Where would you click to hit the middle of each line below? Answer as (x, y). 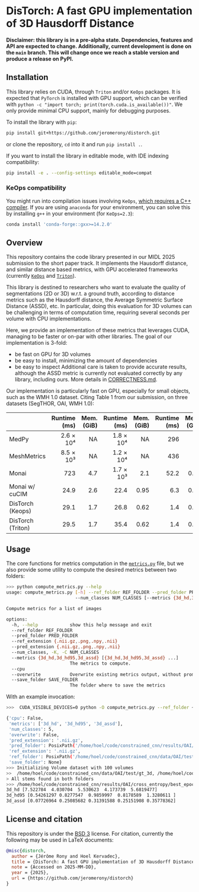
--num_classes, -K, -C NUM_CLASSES (55, 653)
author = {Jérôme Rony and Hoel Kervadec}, (66, 856)
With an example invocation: (41, 697)
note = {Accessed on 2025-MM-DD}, (54, 867)
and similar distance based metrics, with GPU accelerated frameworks (92, 269)
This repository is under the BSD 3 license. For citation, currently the (90, 833)
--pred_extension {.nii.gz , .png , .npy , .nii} (66, 647)
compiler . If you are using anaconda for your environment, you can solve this (98, 207)
